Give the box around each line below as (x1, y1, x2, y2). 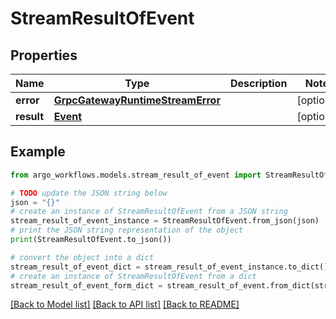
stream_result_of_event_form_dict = (10, 280, 163, 291)
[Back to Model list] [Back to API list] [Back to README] (10, 298, 240, 311)
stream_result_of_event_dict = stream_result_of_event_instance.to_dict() (10, 262, 329, 272)
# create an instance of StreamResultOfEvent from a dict (10, 271, 257, 281)
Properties (10, 47, 78, 64)
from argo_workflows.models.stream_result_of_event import (10, 170, 262, 180)
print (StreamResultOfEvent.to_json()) (10, 235, 172, 245)
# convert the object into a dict (10, 252, 155, 262)
